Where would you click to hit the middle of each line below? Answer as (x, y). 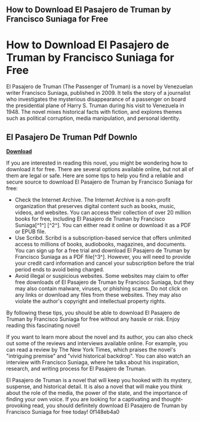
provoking (19, 405)
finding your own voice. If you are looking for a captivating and (83, 400)
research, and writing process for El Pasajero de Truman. (76, 369)
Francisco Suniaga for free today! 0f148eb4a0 (63, 412)
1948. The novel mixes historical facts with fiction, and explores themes (94, 112)
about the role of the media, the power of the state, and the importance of (97, 393)
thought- (172, 400)
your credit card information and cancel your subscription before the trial (104, 263)
